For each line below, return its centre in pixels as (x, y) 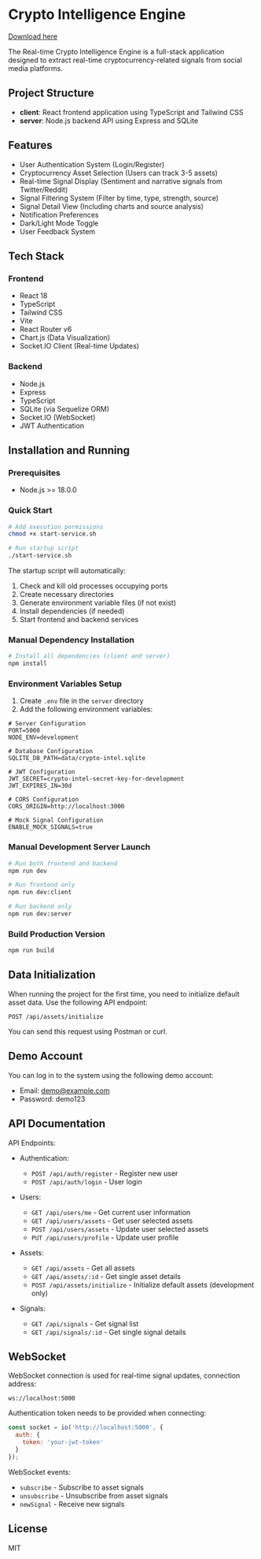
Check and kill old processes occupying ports (94, 586)
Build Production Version (57, 934)
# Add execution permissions (56, 527)
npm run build (31, 951)
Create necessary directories (66, 595)
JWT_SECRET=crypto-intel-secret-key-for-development (96, 779)
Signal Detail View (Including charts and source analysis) (112, 206)
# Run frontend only (42, 885)
